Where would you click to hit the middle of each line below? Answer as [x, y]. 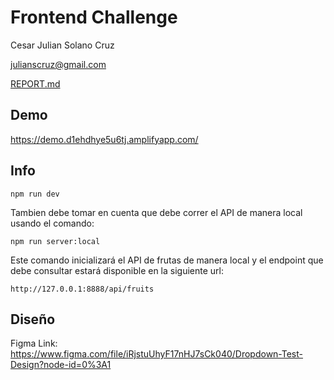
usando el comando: [52, 223]
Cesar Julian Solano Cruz [62, 45]
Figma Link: [34, 343]
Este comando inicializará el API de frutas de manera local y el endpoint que [167, 260]
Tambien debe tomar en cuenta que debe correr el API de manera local [156, 212]
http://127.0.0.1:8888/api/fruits [82, 289]
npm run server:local [55, 241]
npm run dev [35, 194]
